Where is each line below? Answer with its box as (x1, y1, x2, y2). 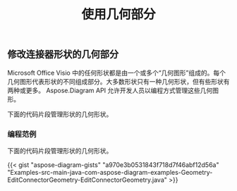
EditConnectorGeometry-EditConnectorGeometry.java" (7, 175, 168, 184)
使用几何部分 (80, 6, 156, 23)
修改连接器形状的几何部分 (7, 49, 119, 61)
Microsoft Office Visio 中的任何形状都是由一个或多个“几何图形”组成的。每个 (7, 68, 226, 77)
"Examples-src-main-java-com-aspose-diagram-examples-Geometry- (7, 168, 213, 176)
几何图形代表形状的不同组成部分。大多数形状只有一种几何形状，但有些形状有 (7, 77, 230, 85)
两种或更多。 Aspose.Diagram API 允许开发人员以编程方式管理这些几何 (7, 86, 213, 94)
